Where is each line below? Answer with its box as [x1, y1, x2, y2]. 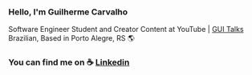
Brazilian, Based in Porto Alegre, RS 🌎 [8, 34, 135, 43]
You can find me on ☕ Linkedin [8, 57, 130, 68]
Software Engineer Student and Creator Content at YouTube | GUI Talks [8, 25, 244, 34]
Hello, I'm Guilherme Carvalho [8, 6, 128, 18]
